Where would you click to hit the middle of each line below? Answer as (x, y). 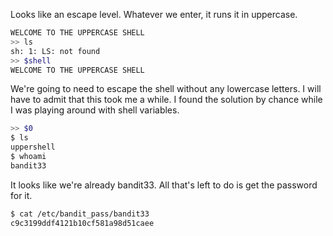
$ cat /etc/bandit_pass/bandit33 (80, 214)
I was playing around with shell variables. (95, 110)
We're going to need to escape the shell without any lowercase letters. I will (166, 89)
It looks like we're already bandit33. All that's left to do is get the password (164, 185)
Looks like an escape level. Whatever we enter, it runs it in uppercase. (154, 14)
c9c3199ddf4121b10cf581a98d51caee (82, 223)
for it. (21, 195)
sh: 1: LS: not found (55, 51)
